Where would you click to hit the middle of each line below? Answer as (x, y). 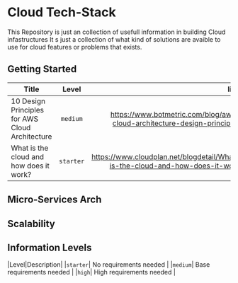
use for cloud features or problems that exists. (75, 47)
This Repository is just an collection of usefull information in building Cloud (117, 32)
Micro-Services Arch (55, 200)
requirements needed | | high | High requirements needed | (91, 272)
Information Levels (50, 247)
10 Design (28, 101)
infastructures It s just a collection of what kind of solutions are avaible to (114, 39)
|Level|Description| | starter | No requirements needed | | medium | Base (109, 265)
